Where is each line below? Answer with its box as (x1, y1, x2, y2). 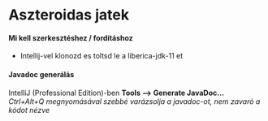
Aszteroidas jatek (8, 6, 130, 24)
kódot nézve (8, 105, 50, 115)
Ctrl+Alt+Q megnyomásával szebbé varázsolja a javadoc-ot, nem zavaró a (8, 96, 261, 106)
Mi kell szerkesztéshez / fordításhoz (8, 32, 134, 42)
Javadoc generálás (8, 69, 75, 79)
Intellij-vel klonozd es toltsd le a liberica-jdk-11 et (19, 51, 184, 61)
